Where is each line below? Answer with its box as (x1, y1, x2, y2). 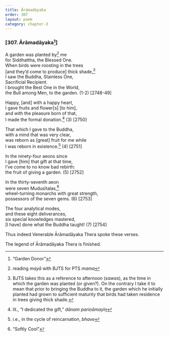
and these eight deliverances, (5, 211, 67, 217)
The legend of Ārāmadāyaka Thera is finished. (5, 241, 102, 247)
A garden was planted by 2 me (5, 51, 67, 58)
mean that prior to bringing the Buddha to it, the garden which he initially (12, 286, 163, 292)
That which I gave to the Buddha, (5, 126, 74, 132)
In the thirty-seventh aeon (5, 179, 59, 185)
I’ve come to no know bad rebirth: (5, 163, 75, 170)
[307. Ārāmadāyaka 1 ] (5, 38, 58, 46)
